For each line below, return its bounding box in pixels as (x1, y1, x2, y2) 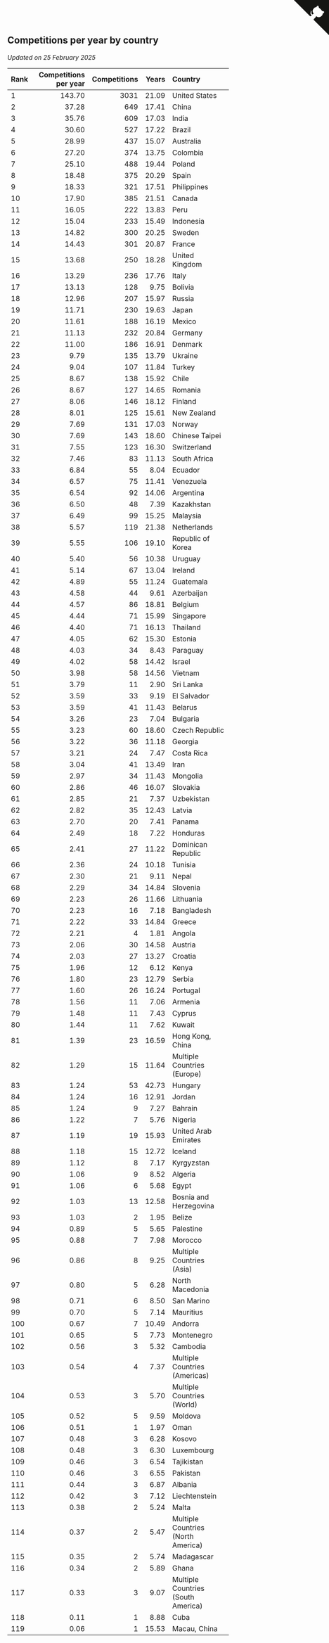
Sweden (172, 227, 200, 237)
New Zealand (172, 408, 217, 418)
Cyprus (172, 1008, 197, 1018)
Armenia (172, 997, 200, 1006)
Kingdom (172, 259, 202, 269)
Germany (172, 328, 202, 338)
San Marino (172, 1296, 210, 1305)
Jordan (172, 1092, 195, 1101)
